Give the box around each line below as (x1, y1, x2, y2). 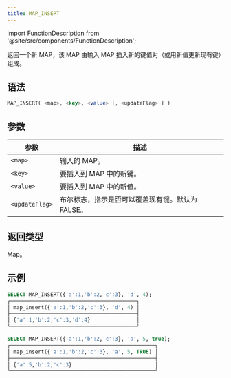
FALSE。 (59, 205, 88, 215)
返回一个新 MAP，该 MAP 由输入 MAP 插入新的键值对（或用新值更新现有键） (7, 50, 222, 59)
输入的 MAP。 (59, 156, 105, 166)
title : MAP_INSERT (7, 10, 60, 17)
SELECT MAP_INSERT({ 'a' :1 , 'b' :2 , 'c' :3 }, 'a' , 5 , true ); (7, 335, 170, 342)
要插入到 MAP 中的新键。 (59, 169, 141, 179)
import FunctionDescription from (7, 29, 100, 37)
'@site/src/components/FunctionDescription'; (7, 36, 136, 45)
